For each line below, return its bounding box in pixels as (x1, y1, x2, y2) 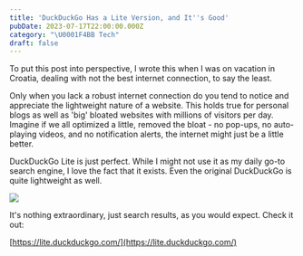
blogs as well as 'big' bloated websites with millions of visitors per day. (9, 109, 274, 120)
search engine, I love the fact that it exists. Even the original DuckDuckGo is (9, 166, 292, 176)
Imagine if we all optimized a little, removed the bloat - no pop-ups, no (9, 119, 272, 130)
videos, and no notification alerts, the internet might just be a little (38, 128, 284, 140)
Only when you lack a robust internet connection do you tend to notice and (9, 90, 289, 101)
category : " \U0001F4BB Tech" (9, 30, 120, 39)
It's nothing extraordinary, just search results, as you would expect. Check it (9, 210, 294, 221)
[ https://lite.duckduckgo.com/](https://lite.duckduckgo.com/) (9, 237, 238, 248)
